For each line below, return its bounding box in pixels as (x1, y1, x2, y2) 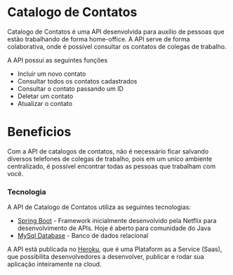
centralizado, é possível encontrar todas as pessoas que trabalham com (7, 162, 216, 170)
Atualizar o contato (17, 99, 72, 107)
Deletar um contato (17, 92, 74, 100)
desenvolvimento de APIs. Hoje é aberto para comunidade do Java (17, 224, 211, 232)
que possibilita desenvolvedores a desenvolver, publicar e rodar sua (7, 253, 205, 261)
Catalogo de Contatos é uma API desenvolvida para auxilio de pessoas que (7, 27, 225, 36)
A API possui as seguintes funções (7, 55, 108, 64)
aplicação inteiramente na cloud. (7, 260, 102, 269)
